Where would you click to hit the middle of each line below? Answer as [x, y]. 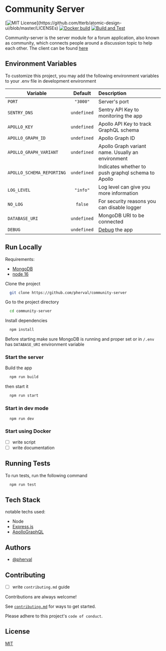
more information [118, 193]
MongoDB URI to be [121, 215]
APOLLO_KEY [20, 127]
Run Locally [23, 247]
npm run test [23, 484]
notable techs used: [25, 512]
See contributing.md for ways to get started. [51, 606]
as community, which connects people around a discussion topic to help [79, 43]
